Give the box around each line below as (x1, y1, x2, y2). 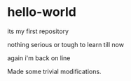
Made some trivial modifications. (7, 67, 102, 75)
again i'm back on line (7, 53, 71, 62)
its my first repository (7, 27, 69, 35)
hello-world (7, 4, 77, 20)
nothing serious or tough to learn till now (7, 40, 125, 48)
